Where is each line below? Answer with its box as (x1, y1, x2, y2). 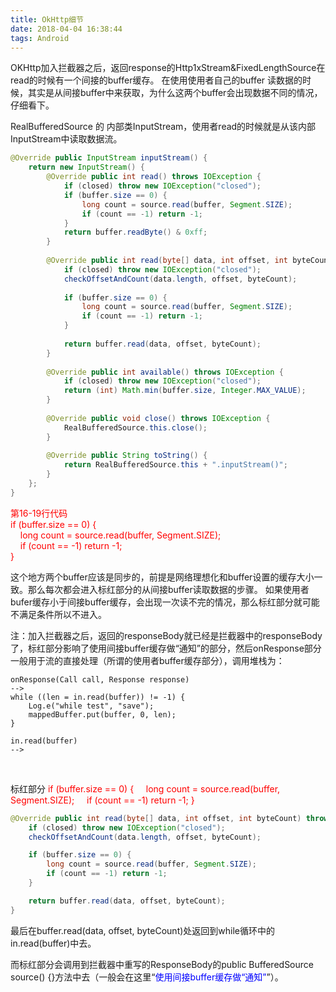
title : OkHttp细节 (10, 14, 84, 25)
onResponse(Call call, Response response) (10, 674, 190, 685)
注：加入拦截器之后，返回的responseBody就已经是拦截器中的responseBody (10, 629, 323, 641)
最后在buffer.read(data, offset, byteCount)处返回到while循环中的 (10, 924, 275, 936)
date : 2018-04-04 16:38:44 (10, 24, 123, 34)
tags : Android (10, 33, 70, 43)
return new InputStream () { (28, 162, 145, 173)
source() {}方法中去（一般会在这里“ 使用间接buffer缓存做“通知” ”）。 (10, 971, 284, 983)
